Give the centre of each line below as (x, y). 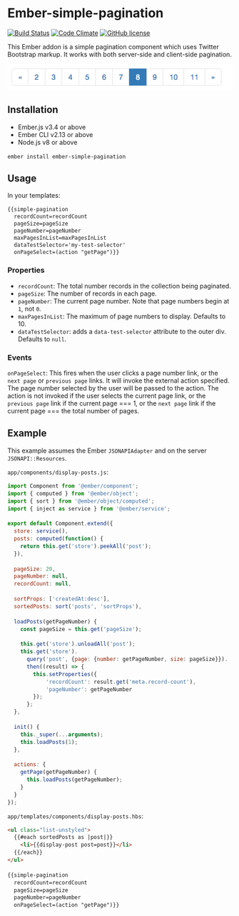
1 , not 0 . (29, 308)
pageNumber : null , (41, 576)
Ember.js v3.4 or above (52, 127)
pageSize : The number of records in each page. (87, 293)
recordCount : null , (43, 584)
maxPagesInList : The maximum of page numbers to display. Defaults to (122, 316)
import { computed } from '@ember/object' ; (73, 493)
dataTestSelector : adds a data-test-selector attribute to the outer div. (122, 331)
